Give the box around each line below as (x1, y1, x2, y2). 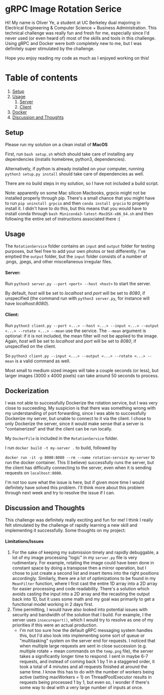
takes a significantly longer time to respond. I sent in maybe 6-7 (19, 653, 148, 659)
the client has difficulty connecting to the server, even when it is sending (5, 465, 152, 471)
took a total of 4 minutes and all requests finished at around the (19, 664, 148, 670)
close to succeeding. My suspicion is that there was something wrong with (5, 405, 156, 411)
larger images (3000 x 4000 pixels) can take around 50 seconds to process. (5, 373, 159, 379)
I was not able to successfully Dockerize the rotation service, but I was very (5, 400, 158, 405)
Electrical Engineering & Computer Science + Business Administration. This (5, 24, 157, 30)
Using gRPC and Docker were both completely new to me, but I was (5, 40, 142, 46)
